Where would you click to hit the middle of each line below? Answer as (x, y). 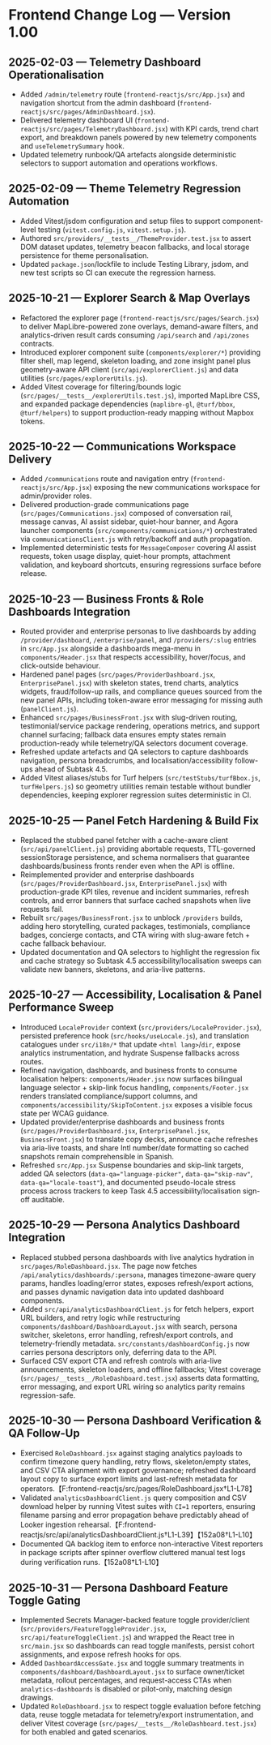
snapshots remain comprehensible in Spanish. (97, 1156)
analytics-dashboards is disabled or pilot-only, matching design (126, 1689)
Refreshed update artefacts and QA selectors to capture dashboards (134, 752)
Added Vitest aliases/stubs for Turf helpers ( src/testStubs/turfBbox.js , (140, 778)
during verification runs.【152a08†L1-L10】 (91, 1562)
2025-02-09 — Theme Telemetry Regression (125, 189)
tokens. (32, 421)
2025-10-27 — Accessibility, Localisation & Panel (135, 995)
